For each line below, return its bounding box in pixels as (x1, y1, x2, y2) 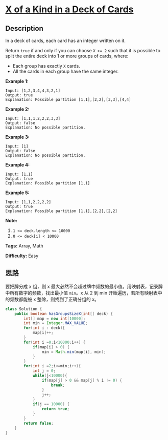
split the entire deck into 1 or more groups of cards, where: (5, 53, 129, 59)
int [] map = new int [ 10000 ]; (23, 316, 86, 321)
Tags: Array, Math (5, 243, 43, 249)
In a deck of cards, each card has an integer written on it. (5, 37, 126, 44)
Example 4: (5, 162, 30, 167)
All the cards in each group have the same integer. (12, 68, 119, 74)
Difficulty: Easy (5, 253, 39, 259)
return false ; (23, 421, 54, 426)
